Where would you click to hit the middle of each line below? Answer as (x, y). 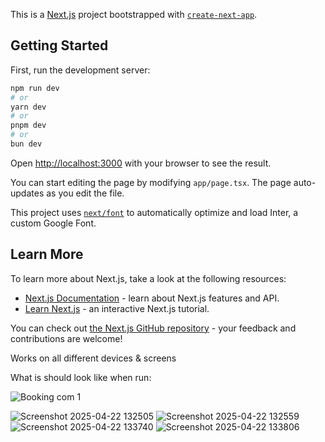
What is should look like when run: (81, 377)
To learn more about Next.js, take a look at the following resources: (148, 278)
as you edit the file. (85, 193)
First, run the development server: (80, 70)
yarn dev (28, 107)
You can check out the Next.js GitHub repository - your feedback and (153, 328)
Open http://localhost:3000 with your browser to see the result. (141, 163)
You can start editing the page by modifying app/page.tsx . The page (151, 182)
